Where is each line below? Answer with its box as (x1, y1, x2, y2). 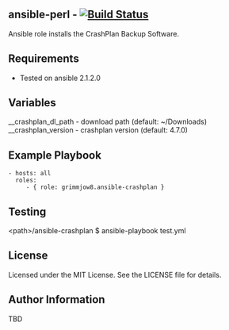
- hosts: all (8, 170, 52, 178)
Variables (8, 96, 57, 109)
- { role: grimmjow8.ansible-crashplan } (25, 183, 165, 191)
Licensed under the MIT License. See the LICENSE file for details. (8, 270, 222, 279)
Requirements (8, 52, 79, 66)
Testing (8, 205, 47, 218)
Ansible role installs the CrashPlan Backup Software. (8, 29, 180, 38)
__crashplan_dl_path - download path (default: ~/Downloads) (8, 117, 208, 127)
